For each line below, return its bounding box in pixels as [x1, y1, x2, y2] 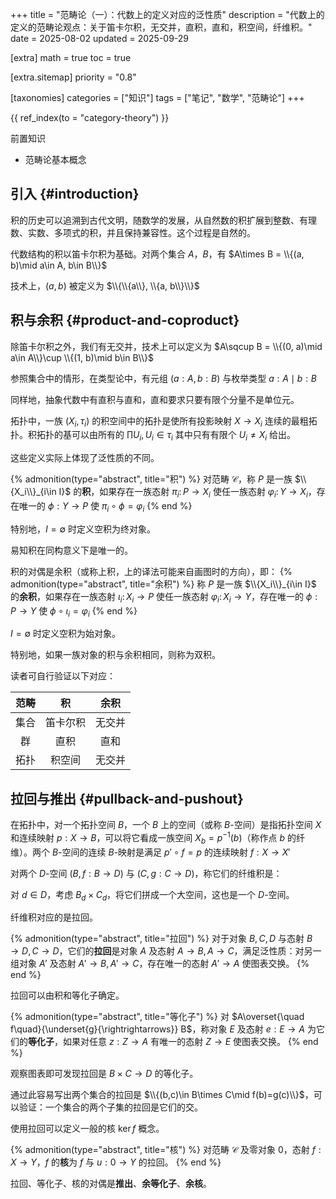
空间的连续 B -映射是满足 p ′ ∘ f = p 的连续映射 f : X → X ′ [61, 846, 291, 858]
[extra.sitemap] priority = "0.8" [10, 71, 137, 83]
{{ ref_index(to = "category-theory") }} [10, 112, 170, 123]
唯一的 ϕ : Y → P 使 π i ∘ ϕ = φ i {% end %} [18, 500, 193, 514]
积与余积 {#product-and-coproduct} [10, 312, 240, 329]
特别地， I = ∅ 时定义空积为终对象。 [10, 523, 156, 535]
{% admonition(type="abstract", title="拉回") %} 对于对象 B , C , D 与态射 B [10, 933, 313, 945]
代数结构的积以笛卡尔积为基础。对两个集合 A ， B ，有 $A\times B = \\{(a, [10, 248, 305, 260]
